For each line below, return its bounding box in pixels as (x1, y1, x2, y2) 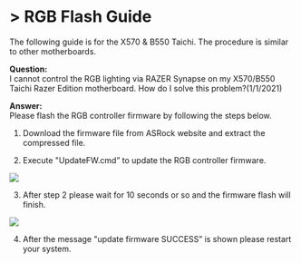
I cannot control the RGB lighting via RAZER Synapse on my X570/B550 (9, 73, 276, 83)
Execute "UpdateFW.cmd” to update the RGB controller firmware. (22, 154, 267, 165)
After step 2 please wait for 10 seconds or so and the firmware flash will (22, 189, 292, 200)
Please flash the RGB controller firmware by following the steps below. (9, 110, 272, 121)
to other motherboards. (9, 45, 97, 56)
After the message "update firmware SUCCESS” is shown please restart (22, 233, 292, 244)
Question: (9, 63, 48, 74)
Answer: (9, 100, 43, 111)
